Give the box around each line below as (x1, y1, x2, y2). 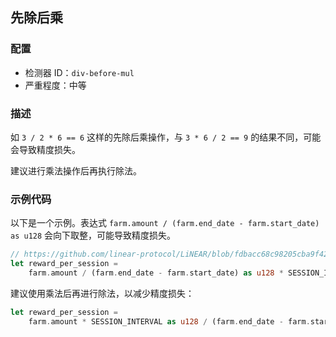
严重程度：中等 (24, 79, 87, 91)
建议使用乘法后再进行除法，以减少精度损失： (10, 287, 195, 299)
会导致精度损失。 (10, 143, 81, 155)
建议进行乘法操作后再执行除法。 (10, 164, 142, 177)
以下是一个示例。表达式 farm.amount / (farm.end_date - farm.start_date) (10, 217, 320, 229)
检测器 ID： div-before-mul (24, 66, 135, 78)
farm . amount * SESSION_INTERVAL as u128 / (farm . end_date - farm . (28, 316, 311, 327)
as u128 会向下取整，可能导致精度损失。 (10, 229, 177, 242)
